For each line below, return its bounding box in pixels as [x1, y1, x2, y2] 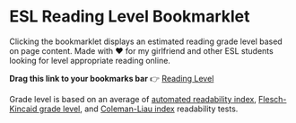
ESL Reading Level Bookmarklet [9, 6, 250, 27]
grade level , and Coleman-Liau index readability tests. [39, 103, 239, 114]
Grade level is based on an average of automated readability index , [9, 93, 257, 104]
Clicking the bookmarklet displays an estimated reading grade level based [9, 36, 283, 47]
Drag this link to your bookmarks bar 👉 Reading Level [9, 73, 214, 83]
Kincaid [9, 103, 38, 114]
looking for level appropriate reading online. [9, 55, 170, 66]
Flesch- [258, 93, 287, 104]
